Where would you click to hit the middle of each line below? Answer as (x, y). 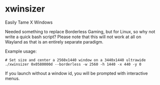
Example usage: (21, 51)
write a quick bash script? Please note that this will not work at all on (73, 37)
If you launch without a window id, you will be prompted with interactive (77, 73)
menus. (13, 78)
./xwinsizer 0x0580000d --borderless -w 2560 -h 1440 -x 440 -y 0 (73, 64)
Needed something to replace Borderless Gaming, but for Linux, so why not (80, 31)
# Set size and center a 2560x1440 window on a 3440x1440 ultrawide (75, 60)
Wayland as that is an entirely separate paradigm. (54, 42)
